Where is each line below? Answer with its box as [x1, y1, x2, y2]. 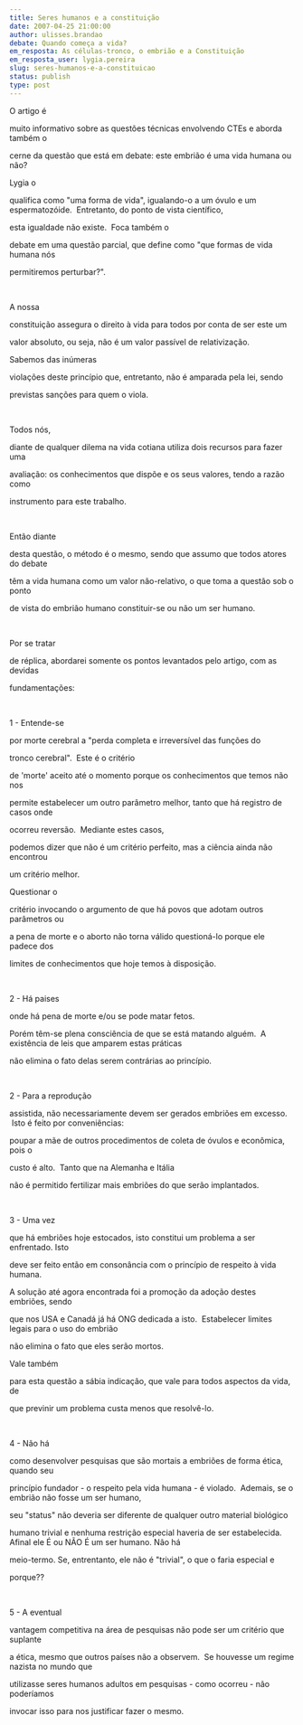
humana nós [9, 249, 56, 259]
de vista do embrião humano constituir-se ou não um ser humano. [9, 602, 256, 613]
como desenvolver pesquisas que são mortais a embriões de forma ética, [9, 1455, 283, 1466]
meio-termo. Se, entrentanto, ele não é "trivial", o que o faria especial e [9, 1554, 275, 1565]
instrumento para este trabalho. [9, 495, 127, 506]
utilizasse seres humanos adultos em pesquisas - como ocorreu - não [9, 1678, 270, 1689]
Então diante [9, 531, 57, 542]
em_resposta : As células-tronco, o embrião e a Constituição [9, 47, 245, 56]
